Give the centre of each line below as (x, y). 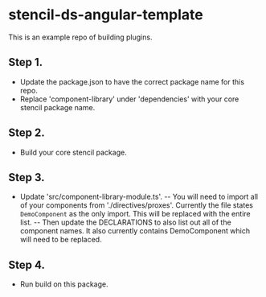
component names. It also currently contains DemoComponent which (135, 231)
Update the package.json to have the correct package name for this (132, 81)
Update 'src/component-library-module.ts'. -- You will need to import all (139, 197)
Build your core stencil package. (73, 152)
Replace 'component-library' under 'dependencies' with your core (129, 99)
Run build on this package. (64, 284)
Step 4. (27, 264)
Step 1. (26, 62)
